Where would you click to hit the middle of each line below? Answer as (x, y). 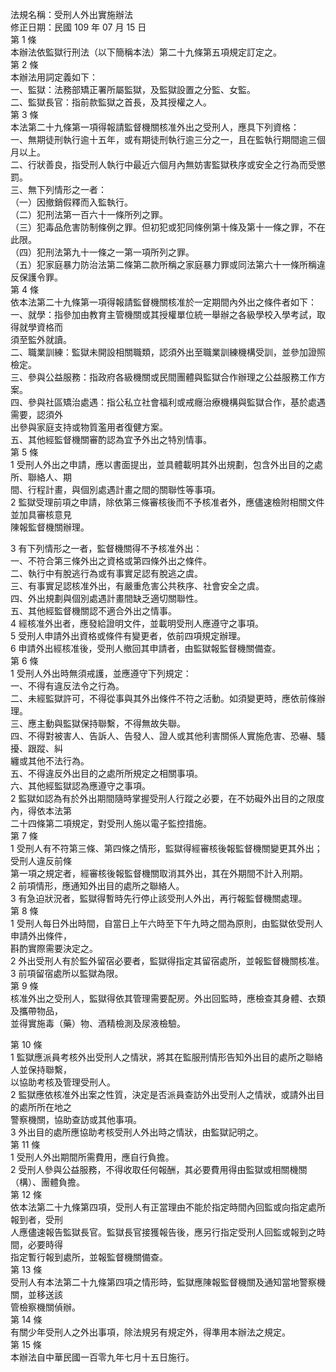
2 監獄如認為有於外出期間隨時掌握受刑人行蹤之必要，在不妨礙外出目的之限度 (167, 798)
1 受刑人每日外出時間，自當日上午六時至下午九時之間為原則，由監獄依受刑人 (166, 923)
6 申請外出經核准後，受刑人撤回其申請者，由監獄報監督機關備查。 (146, 648)
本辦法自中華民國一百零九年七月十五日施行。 (102, 1357)
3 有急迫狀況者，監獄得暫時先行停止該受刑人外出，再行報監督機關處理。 (159, 898)
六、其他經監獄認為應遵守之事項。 (80, 786)
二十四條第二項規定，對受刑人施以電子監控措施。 (111, 823)
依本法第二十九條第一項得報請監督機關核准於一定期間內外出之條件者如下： (163, 302)
